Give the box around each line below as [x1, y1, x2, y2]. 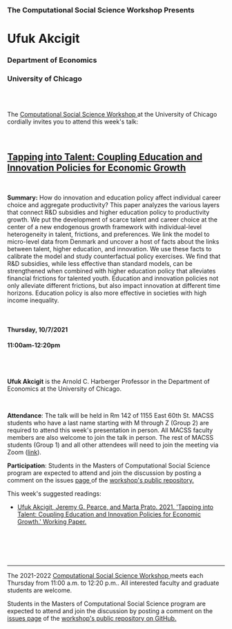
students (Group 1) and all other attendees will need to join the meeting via [7, 441, 219, 449]
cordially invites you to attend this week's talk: [7, 117, 139, 126]
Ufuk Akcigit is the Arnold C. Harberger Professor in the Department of [7, 377, 210, 385]
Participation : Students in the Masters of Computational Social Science [7, 461, 211, 470]
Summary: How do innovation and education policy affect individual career [7, 193, 221, 202]
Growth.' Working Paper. [17, 517, 87, 525]
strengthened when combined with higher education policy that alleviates [7, 267, 216, 275]
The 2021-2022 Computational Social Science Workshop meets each [7, 571, 204, 579]
